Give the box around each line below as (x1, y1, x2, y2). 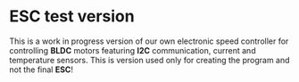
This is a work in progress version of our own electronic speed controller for (9, 36, 289, 46)
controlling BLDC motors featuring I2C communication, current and (9, 45, 256, 55)
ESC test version (9, 6, 136, 27)
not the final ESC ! (9, 64, 74, 75)
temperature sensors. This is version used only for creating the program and (9, 54, 290, 65)
